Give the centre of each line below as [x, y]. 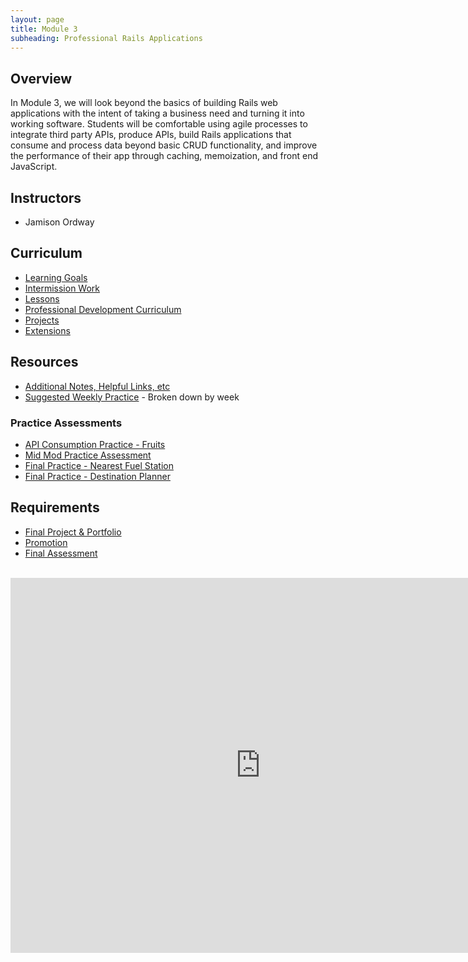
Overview [41, 78]
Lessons [42, 298]
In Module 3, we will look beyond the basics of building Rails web [144, 103]
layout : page [37, 19]
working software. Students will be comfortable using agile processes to [159, 124]
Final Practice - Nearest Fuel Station [99, 465]
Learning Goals [56, 277]
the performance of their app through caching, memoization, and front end [164, 156]
